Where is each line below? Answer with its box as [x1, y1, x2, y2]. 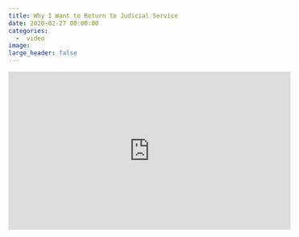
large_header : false [8, 49, 78, 57]
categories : [8, 27, 48, 35]
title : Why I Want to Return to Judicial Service [8, 11, 179, 20]
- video [15, 34, 45, 43]
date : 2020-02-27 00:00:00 [8, 19, 99, 27]
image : [8, 42, 31, 50]
